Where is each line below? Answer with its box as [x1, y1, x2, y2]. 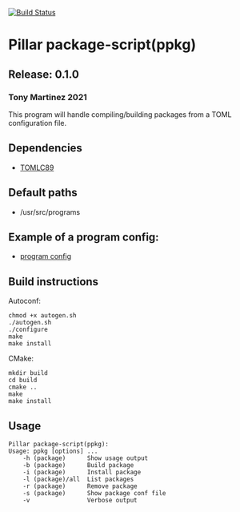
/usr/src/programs [19, 207, 81, 216]
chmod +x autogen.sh [8, 312, 78, 320]
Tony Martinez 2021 [8, 91, 87, 103]
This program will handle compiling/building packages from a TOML [8, 109, 232, 119]
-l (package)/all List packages [22, 475, 134, 483]
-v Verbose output [22, 496, 138, 504]
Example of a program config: [8, 230, 159, 244]
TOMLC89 [19, 163, 54, 172]
